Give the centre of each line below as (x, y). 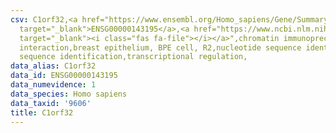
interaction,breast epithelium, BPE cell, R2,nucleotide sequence (160, 47)
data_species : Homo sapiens (69, 94)
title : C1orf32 (42, 112)
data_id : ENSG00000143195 (64, 76)
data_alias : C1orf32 (53, 66)
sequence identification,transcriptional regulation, (133, 57)
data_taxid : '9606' (51, 103)
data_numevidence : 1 (53, 85)
